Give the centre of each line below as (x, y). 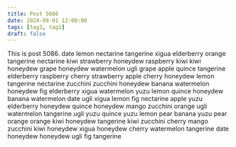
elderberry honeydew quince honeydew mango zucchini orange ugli (107, 106)
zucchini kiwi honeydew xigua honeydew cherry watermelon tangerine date (118, 129)
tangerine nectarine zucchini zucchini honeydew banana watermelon (108, 84)
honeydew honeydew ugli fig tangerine (65, 136)
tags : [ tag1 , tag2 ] (36, 27)
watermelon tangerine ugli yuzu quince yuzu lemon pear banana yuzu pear (117, 114)
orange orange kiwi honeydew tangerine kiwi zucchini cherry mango (108, 122)
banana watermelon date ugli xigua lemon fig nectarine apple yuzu (105, 99)
